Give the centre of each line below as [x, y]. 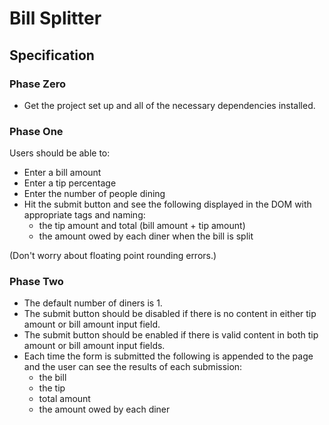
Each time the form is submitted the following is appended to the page [168, 356]
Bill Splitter [55, 18]
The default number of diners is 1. [93, 303]
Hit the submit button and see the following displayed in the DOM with [167, 204]
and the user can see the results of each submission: [133, 367]
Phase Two [36, 282]
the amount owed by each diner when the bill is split [146, 236]
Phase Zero [37, 84]
